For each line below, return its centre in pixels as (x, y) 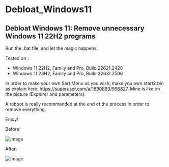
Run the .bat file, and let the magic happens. (52, 48)
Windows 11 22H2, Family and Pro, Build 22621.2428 (68, 68)
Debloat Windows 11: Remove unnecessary (75, 28)
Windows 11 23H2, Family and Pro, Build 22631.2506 (68, 73)
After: (11, 149)
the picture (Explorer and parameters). (46, 94)
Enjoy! (12, 119)
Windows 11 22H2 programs (50, 36)
